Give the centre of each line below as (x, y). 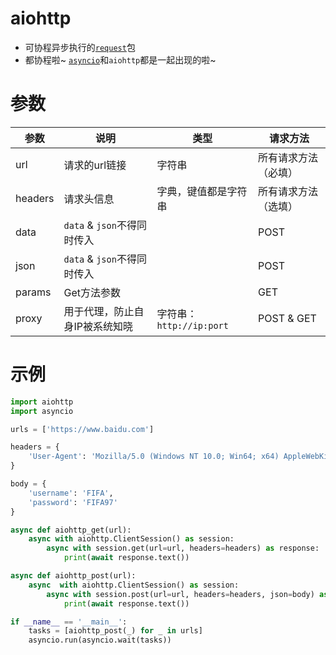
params (33, 292)
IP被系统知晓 (103, 326)
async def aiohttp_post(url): (73, 576)
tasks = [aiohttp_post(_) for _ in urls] (115, 631)
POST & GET (287, 318)
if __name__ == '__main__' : (69, 622)
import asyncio (42, 411)
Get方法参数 (92, 292)
